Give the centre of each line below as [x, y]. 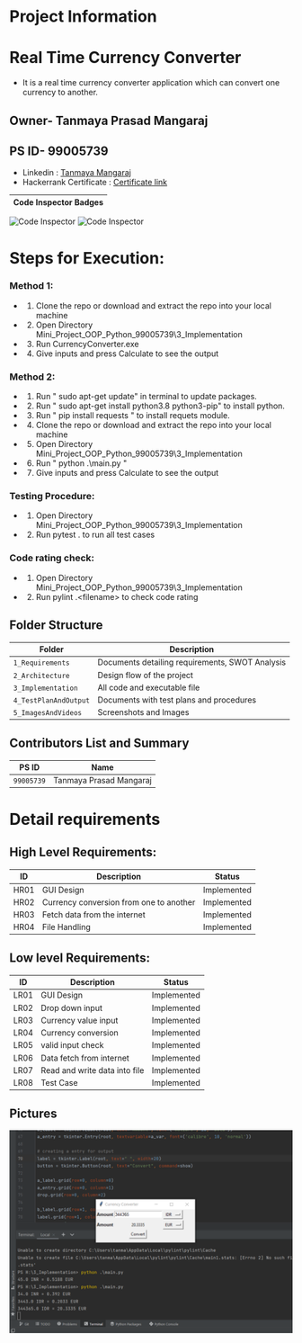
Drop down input [72, 1007]
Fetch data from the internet [93, 915]
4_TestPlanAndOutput [52, 701]
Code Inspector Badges [58, 202]
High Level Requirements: [83, 852]
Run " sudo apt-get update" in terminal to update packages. [147, 397]
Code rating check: [52, 558]
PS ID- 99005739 [59, 151]
